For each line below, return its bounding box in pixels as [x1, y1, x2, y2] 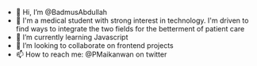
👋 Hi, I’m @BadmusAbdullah [15, 8, 108, 16]
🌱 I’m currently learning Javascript [15, 32, 128, 42]
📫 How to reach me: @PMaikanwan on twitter [15, 49, 167, 59]
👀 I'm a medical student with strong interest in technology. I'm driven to [15, 16, 249, 25]
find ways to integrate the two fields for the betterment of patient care [15, 24, 245, 33]
